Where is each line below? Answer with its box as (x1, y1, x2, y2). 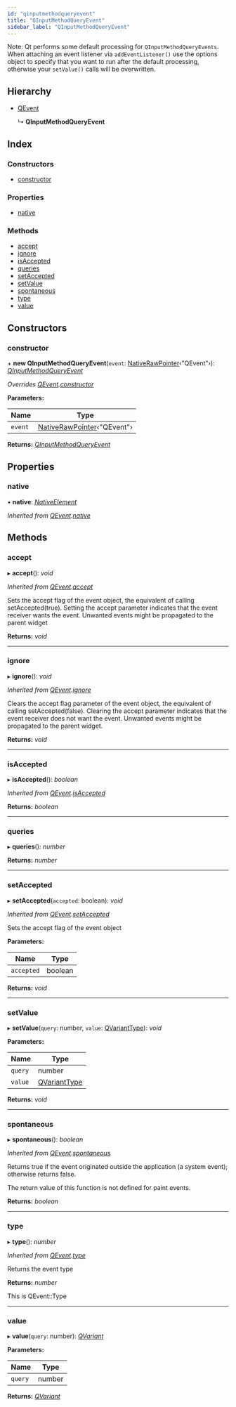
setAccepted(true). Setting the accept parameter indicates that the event (7, 603, 218, 612)
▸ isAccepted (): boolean (7, 776, 79, 784)
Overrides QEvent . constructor (7, 380, 94, 388)
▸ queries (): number (7, 842, 65, 851)
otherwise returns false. (7, 1170, 77, 1179)
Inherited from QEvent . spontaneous (7, 1149, 111, 1158)
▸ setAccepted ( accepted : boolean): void (7, 896, 123, 905)
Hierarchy (7, 85, 52, 97)
